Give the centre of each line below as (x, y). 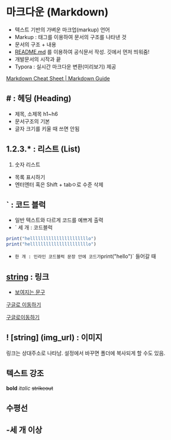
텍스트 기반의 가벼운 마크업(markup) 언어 (62, 30)
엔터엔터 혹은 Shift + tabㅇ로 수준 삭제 (59, 185)
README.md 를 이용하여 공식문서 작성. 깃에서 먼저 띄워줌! (82, 51)
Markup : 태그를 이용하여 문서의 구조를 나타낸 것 (70, 37)
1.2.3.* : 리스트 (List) (43, 149)
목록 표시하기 (30, 177)
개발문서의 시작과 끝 (38, 59)
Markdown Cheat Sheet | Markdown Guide (58, 78)
